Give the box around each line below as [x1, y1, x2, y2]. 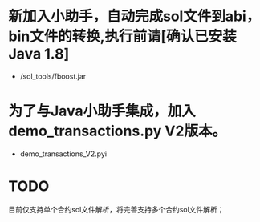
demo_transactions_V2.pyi [19, 149, 107, 159]
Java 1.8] [8, 45, 70, 63]
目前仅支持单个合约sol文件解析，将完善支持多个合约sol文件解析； [8, 204, 225, 214]
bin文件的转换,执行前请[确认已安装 [8, 27, 237, 46]
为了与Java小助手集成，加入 [8, 102, 196, 120]
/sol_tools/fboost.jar [19, 71, 87, 81]
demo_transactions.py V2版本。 [8, 122, 227, 140]
